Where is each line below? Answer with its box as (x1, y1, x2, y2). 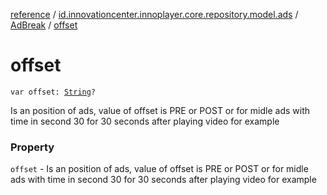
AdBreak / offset (10, 19, 78, 31)
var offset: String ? (10, 87, 97, 97)
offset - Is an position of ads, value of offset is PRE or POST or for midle (10, 163, 309, 175)
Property (10, 140, 55, 154)
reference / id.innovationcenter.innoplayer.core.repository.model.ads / (10, 9, 299, 20)
